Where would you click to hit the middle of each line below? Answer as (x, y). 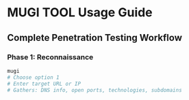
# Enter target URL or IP (44, 84)
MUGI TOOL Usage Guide (80, 13)
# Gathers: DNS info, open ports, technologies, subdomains (95, 90)
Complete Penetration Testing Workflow (95, 38)
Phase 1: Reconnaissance (50, 57)
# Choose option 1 (33, 77)
